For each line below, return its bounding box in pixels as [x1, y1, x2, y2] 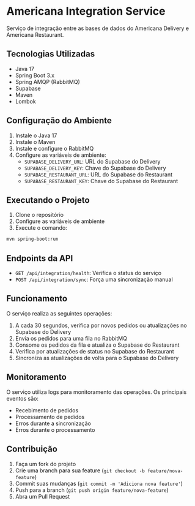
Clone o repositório [15, 211, 64, 219]
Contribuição [6, 444, 58, 455]
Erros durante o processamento [15, 426, 95, 433]
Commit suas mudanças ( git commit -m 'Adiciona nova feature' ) [15, 480, 183, 487]
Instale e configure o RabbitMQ [15, 145, 94, 152]
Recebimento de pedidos [15, 406, 79, 414]
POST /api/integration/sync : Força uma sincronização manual [15, 276, 173, 283]
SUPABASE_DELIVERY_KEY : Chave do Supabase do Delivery [24, 164, 166, 172]
